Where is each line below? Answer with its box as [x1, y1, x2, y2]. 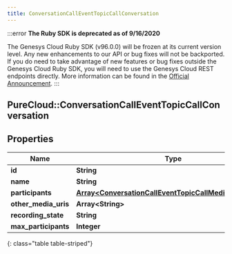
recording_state [10, 210, 64, 219]
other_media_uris [10, 199, 70, 208]
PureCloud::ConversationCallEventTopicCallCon [7, 99, 221, 111]
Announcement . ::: [7, 79, 60, 87]
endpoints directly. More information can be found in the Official [7, 72, 190, 80]
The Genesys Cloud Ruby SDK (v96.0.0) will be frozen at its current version [7, 42, 222, 50]
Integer [75, 222, 101, 231]
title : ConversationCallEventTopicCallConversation [7, 10, 159, 17]
